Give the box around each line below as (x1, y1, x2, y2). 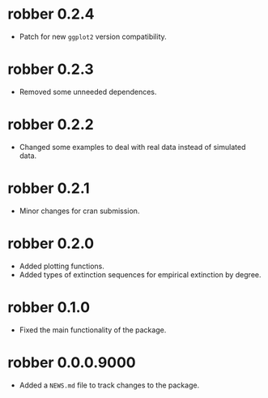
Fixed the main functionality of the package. (19, 325, 167, 335)
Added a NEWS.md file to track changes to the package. (19, 380, 200, 390)
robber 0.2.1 (7, 179, 90, 197)
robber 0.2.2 (7, 115, 94, 134)
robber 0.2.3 (7, 60, 94, 79)
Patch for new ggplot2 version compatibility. (19, 32, 167, 41)
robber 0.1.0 (7, 297, 91, 316)
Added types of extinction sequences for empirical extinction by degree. (19, 269, 262, 280)
